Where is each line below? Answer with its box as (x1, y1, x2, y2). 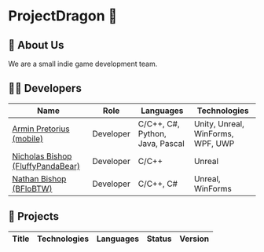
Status (146, 233, 172, 244)
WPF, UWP (193, 137, 235, 148)
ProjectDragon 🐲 (8, 7, 118, 25)
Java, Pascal (137, 137, 185, 148)
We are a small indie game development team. (8, 59, 158, 68)
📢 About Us (8, 38, 64, 52)
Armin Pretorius (12, 123, 70, 134)
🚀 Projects (8, 210, 60, 223)
